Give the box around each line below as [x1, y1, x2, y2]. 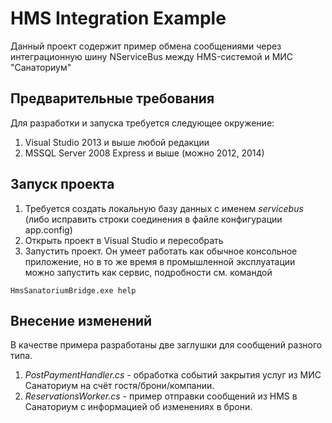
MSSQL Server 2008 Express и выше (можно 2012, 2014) [24, 147, 265, 159]
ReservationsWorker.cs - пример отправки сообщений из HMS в [24, 390, 298, 402]
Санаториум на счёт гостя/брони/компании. [24, 380, 215, 392]
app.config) [24, 223, 73, 236]
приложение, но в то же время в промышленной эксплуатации [24, 255, 296, 267]
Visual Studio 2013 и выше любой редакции [24, 136, 210, 148]
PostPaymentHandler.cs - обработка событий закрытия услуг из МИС [24, 369, 322, 381]
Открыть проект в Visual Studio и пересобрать [24, 234, 224, 246]
